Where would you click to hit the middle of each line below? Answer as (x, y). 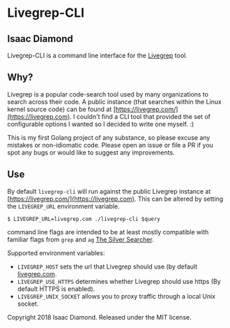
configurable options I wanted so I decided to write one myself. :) (101, 124)
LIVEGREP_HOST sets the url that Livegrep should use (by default (107, 266)
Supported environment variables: (56, 252)
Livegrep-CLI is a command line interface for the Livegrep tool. (97, 55)
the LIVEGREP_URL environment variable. (63, 206)
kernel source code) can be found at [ (62, 109)
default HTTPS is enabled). (56, 289)
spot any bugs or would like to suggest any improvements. (91, 152)
